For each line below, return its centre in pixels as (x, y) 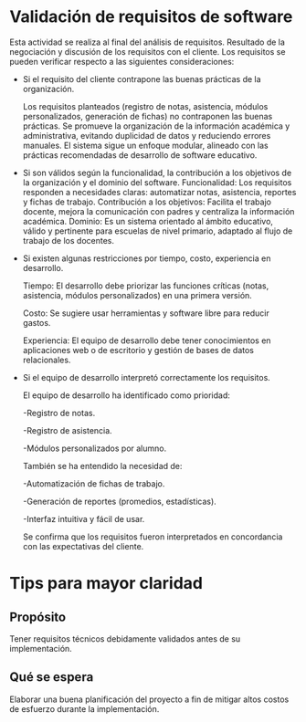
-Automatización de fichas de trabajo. (94, 483)
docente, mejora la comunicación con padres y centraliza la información (158, 211)
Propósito (38, 617)
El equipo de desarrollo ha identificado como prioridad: (127, 395)
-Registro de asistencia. (67, 430)
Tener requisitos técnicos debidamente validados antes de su (125, 638)
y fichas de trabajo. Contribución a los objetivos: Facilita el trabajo (147, 202)
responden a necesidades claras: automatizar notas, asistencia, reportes (159, 192)
